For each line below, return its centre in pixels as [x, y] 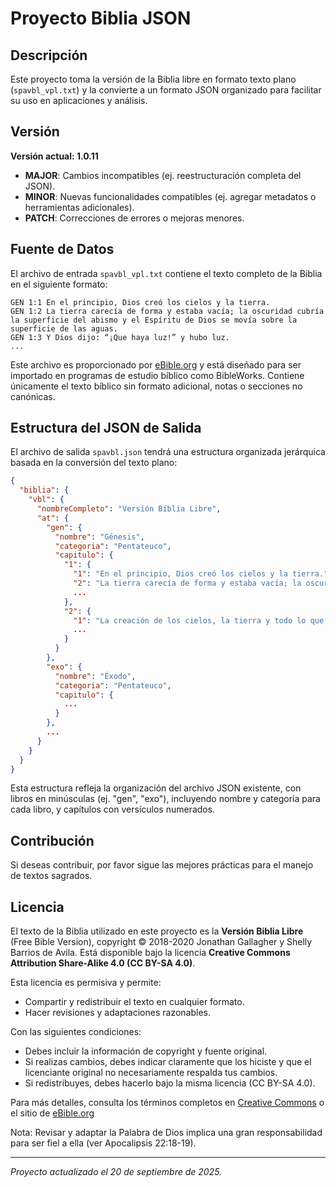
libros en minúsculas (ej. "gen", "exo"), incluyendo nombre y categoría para [165, 799]
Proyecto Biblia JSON [101, 18]
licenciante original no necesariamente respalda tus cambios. [151, 1073]
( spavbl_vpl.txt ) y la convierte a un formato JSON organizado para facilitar [166, 90]
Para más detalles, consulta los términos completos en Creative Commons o [167, 1103]
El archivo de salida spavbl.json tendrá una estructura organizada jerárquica [168, 452]
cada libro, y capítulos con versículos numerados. [113, 809]
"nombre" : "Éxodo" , [95, 676]
